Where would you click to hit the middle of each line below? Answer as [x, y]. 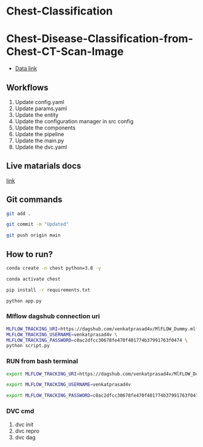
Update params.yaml [41, 108]
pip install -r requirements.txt [48, 290]
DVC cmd [20, 411]
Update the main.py [40, 140]
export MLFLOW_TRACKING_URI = [43, 374]
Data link [26, 68]
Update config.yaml [40, 102]
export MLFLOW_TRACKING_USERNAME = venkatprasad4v [69, 385]
